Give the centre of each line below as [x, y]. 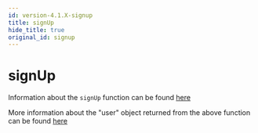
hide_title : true [36, 30]
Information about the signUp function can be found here [99, 98]
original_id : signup [42, 37]
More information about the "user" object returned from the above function [129, 113]
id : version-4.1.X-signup [50, 15]
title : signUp [31, 23]
